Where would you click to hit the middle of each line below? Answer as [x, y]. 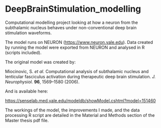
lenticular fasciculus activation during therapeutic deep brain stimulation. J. [80, 76]
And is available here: [27, 91]
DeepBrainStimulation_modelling [73, 9]
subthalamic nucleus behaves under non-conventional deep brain [71, 27]
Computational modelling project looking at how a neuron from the [72, 22]
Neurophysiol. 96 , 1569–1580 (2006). [42, 82]
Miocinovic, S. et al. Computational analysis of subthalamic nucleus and [77, 71]
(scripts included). [23, 53]
